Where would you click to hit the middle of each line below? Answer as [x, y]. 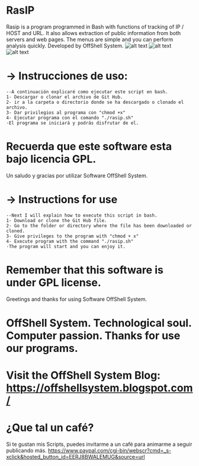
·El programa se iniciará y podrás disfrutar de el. [73, 123]
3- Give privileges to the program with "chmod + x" [73, 236]
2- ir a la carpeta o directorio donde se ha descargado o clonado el [95, 102]
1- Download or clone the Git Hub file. [57, 220]
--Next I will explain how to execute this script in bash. [82, 215]
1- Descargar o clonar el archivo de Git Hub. [65, 97]
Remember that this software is [85, 270]
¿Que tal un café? [50, 428]
